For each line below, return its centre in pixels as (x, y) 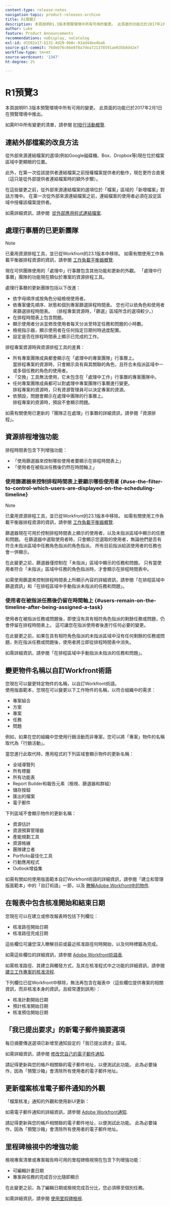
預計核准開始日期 (30, 1006)
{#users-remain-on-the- (125, 600)
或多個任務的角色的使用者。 (41, 371)
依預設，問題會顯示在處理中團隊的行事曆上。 (59, 396)
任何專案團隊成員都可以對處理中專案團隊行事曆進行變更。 (72, 383)
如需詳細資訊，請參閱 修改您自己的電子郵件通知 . (55, 1054)
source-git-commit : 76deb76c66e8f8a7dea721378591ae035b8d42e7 (72, 48)
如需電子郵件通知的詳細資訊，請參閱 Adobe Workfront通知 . (67, 1112)
